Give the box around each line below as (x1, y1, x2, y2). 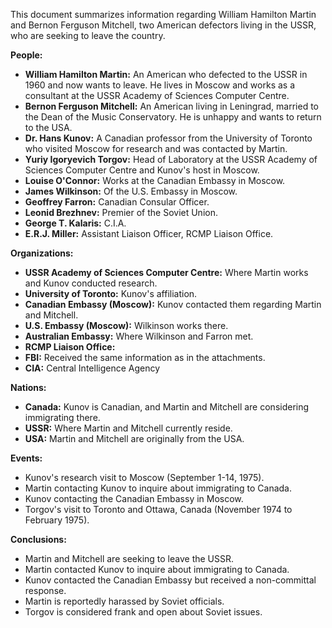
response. (24, 585, 67, 596)
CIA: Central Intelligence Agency (24, 362, 161, 374)
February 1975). (24, 514, 90, 526)
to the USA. (24, 122, 73, 133)
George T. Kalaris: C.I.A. (24, 217, 127, 229)
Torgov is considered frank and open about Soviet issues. (24, 606, 263, 618)
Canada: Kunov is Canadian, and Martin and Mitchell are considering (24, 401, 310, 413)
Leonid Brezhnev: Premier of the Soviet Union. (24, 207, 218, 218)
